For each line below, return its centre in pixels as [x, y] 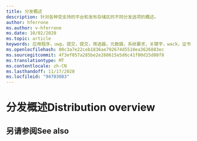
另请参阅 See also [38, 131]
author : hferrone [27, 22]
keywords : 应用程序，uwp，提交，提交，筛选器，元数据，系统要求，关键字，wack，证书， [101, 44]
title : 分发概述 [24, 11]
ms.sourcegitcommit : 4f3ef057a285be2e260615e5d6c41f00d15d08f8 [85, 55]
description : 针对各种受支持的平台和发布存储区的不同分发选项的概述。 [82, 17]
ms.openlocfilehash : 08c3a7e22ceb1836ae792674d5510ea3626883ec [85, 50]
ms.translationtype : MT [35, 60]
